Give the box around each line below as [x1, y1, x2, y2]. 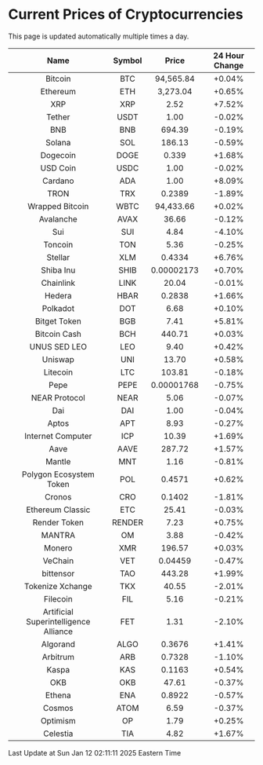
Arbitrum [41, 651, 74, 662]
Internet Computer [24, 430, 92, 441]
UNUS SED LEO [29, 341, 88, 352]
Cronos [44, 491, 72, 502]
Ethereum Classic [26, 504, 91, 515]
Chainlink [41, 277, 76, 288]
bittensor [41, 568, 75, 579]
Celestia [42, 728, 74, 739]
